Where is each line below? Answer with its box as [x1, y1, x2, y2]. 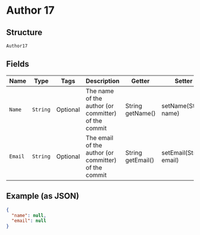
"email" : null [11, 218, 46, 224]
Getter [131, 77, 150, 85]
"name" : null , [11, 212, 46, 218]
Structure [6, 27, 43, 37]
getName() [125, 109, 156, 117]
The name [85, 87, 114, 95]
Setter [174, 77, 193, 85]
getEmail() [125, 156, 155, 164]
